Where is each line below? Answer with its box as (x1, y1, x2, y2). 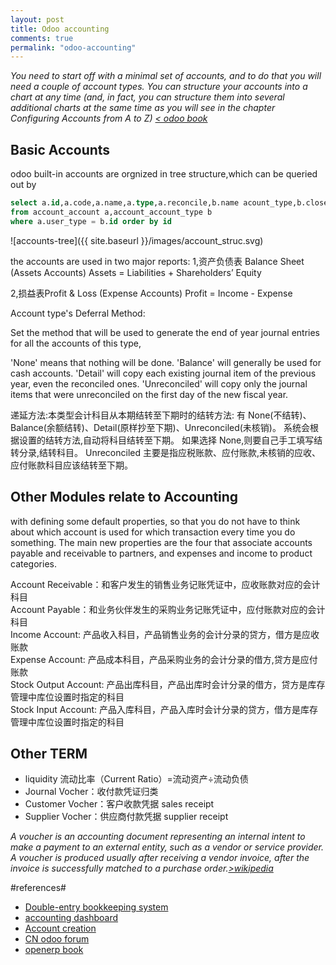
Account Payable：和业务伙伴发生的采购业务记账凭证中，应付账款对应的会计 (10, 603, 326, 615)
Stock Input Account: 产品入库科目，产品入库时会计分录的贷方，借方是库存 (10, 703, 318, 715)
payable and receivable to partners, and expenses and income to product (10, 547, 313, 559)
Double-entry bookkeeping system (24, 901, 169, 913)
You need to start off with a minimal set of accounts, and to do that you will (10, 70, 322, 82)
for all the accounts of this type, (10, 337, 142, 349)
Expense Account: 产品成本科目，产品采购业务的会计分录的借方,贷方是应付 (10, 653, 318, 665)
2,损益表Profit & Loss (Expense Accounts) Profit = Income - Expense (10, 287, 293, 299)
